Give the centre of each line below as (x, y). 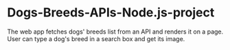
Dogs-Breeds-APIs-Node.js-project (111, 13)
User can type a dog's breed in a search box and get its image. (96, 38)
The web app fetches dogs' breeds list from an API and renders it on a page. (115, 32)
